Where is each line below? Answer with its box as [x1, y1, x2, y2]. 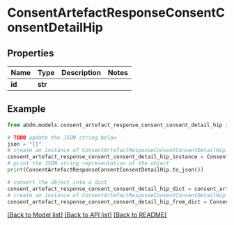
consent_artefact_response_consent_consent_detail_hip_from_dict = [7, 198, 208, 206]
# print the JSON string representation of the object [7, 160, 170, 167]
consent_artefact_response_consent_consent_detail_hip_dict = [7, 185, 192, 192]
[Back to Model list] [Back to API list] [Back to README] [7, 210, 167, 219]
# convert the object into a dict [7, 178, 108, 185]
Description [61, 68, 101, 77]
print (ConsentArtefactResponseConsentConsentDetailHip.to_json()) [7, 167, 204, 174]
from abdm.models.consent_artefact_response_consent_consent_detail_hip [7, 122, 223, 128]
